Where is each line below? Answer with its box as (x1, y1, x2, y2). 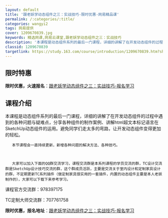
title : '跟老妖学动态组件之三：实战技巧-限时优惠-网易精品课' (5, 12, 119, 17)
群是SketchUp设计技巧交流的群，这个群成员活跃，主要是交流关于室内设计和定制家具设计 (5, 167, 161, 172)
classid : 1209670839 (5, 44, 48, 49)
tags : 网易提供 (5, 26, 34, 31)
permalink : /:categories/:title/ (5, 16, 75, 21)
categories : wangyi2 (5, 21, 48, 26)
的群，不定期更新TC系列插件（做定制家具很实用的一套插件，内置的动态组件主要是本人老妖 (5, 172, 162, 177)
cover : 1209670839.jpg (5, 30, 52, 35)
